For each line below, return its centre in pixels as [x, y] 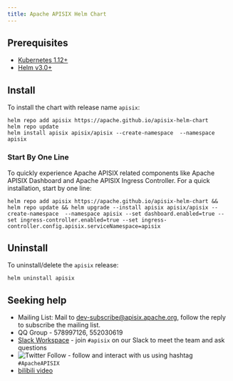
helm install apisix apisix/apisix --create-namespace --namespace [111, 133]
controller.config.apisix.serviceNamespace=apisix [84, 226]
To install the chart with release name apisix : [74, 107]
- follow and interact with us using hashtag [130, 355]
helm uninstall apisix [41, 278]
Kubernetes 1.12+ [43, 60]
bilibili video [35, 371]
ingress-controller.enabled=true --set [79, 220]
